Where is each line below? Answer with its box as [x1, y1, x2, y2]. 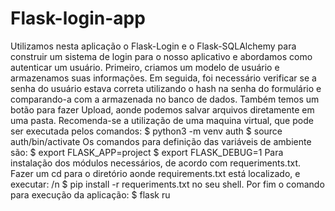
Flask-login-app [10, 7, 146, 30]
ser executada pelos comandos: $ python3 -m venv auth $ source [10, 125, 283, 137]
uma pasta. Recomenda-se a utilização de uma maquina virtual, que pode [10, 114, 314, 126]
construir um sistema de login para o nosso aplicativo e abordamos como [10, 50, 313, 62]
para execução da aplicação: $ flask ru [10, 188, 171, 201]
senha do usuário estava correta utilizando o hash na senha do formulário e [10, 82, 322, 94]
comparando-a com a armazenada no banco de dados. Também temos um [10, 93, 320, 105]
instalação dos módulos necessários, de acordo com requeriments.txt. [10, 157, 301, 169]
